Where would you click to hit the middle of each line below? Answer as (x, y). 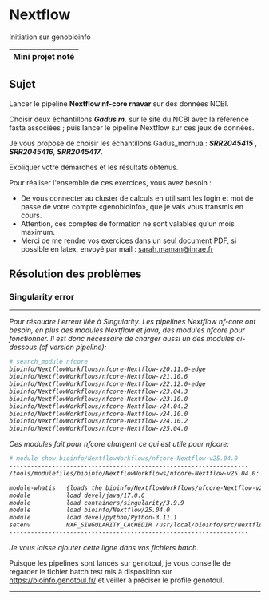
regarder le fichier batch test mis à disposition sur (91, 571)
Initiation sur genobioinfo (50, 37)
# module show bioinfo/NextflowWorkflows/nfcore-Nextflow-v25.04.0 (124, 459)
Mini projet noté (44, 56)
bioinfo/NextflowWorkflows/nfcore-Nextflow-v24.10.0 (99, 414)
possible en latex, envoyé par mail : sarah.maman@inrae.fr (117, 248)
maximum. (38, 232)
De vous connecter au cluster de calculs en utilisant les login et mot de (137, 198)
